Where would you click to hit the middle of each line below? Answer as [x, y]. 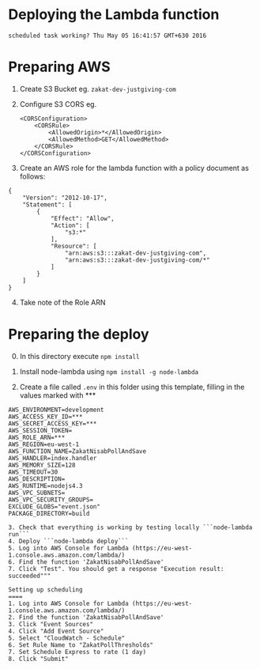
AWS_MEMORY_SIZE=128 [42, 465]
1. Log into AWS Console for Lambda [68, 603]
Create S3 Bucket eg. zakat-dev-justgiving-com [98, 89]
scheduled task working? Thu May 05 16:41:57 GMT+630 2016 [107, 36]
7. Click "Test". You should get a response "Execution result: [116, 569]
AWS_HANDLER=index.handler [53, 458]
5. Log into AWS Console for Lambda [68, 548]
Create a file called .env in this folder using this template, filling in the [132, 387]
